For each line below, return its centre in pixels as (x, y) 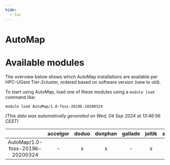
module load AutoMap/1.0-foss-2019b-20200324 (54, 106)
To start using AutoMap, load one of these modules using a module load (80, 92)
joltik (151, 133)
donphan (106, 133)
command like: (20, 97)
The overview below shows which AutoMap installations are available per (81, 77)
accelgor (58, 133)
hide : (11, 10)
